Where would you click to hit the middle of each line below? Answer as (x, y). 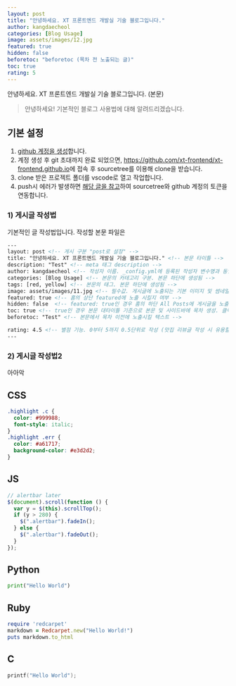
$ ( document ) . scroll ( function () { (58, 502)
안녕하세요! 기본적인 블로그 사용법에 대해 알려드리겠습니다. (104, 108)
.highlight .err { (34, 437)
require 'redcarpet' (38, 624)
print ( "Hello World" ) (39, 586)
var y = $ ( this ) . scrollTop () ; (58, 509)
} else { (26, 528)
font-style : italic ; (44, 424)
